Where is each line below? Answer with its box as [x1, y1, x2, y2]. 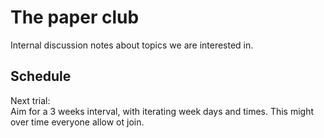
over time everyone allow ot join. [10, 116, 145, 128]
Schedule [10, 68, 72, 85]
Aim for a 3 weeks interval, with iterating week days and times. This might [10, 105, 315, 117]
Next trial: [10, 94, 51, 106]
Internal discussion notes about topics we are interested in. [10, 39, 254, 51]
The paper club [10, 6, 140, 29]
